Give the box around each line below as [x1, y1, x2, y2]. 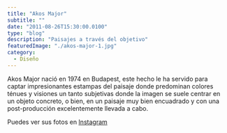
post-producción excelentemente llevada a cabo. [7, 104, 149, 112]
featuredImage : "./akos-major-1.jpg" [7, 42, 117, 49]
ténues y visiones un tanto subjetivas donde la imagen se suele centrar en [7, 89, 221, 97]
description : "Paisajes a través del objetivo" [7, 36, 149, 43]
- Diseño [13, 56, 39, 63]
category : [7, 49, 36, 56]
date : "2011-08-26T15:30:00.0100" [7, 23, 108, 30]
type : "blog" [7, 29, 45, 37]
